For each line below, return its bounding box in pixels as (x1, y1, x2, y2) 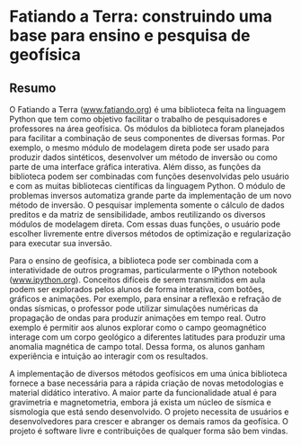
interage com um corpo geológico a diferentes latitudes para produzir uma (9, 332, 286, 343)
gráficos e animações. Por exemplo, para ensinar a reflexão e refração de (9, 294, 282, 304)
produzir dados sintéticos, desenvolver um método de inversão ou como (9, 152, 279, 163)
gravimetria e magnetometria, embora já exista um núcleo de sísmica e (9, 397, 271, 407)
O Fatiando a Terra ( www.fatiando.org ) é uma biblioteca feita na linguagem (9, 104, 286, 114)
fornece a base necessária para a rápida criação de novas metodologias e (9, 378, 285, 388)
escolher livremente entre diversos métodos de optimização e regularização (9, 228, 292, 239)
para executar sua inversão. (9, 238, 112, 248)
